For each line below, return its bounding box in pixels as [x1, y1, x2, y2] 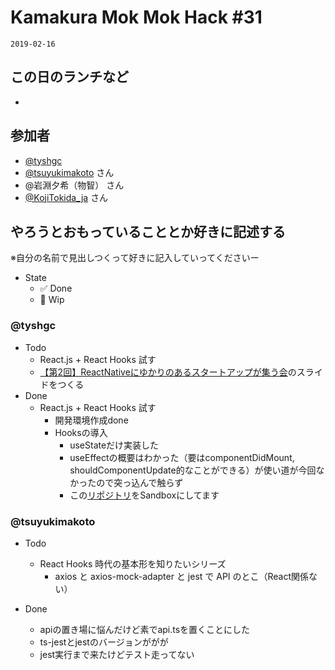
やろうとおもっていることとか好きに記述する [10, 223, 286, 240]
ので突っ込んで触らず [96, 476, 184, 488]
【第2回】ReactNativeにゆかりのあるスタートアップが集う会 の [39, 366, 297, 378]
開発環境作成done [54, 414, 129, 426]
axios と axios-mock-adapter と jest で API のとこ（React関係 [54, 570, 310, 582]
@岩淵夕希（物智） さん [24, 179, 125, 191]
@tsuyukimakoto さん [24, 166, 115, 178]
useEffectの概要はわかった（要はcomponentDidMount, [69, 451, 295, 463]
